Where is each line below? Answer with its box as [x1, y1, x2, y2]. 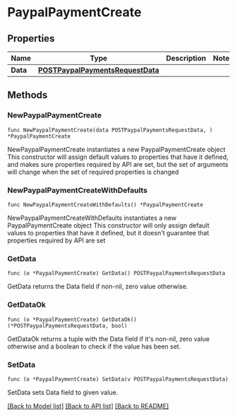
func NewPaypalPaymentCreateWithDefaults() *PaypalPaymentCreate [7, 201, 203, 208]
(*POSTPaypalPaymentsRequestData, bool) [7, 322, 128, 329]
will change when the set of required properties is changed [7, 168, 179, 176]
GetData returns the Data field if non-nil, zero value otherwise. [7, 282, 188, 290]
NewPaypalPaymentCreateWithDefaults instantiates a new [7, 213, 177, 222]
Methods [7, 89, 48, 101]
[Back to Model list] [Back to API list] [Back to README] [7, 401, 169, 410]
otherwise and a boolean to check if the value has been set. [7, 342, 181, 351]
